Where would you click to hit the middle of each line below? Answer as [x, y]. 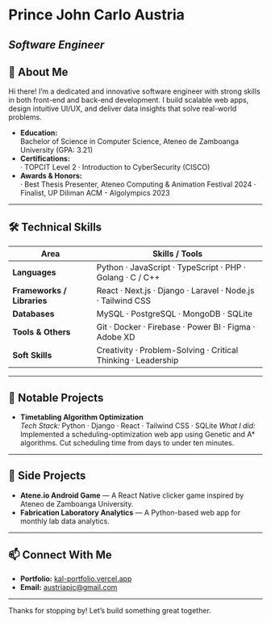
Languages [34, 272]
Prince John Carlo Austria [97, 15]
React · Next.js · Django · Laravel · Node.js [175, 291]
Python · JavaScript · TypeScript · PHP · [171, 267]
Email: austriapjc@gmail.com [69, 587]
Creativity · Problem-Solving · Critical [167, 351]
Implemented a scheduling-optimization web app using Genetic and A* [138, 435]
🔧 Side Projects [47, 476]
